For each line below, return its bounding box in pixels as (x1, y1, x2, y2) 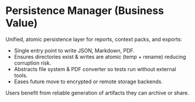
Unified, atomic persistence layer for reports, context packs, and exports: (5, 36, 183, 43)
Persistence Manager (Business (5, 4, 165, 17)
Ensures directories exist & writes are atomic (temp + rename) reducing (13, 53, 186, 60)
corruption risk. (13, 59, 52, 66)
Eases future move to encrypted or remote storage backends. (13, 78, 163, 85)
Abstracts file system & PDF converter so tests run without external (13, 65, 176, 72)
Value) (5, 16, 38, 30)
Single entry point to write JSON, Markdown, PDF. (13, 47, 135, 54)
